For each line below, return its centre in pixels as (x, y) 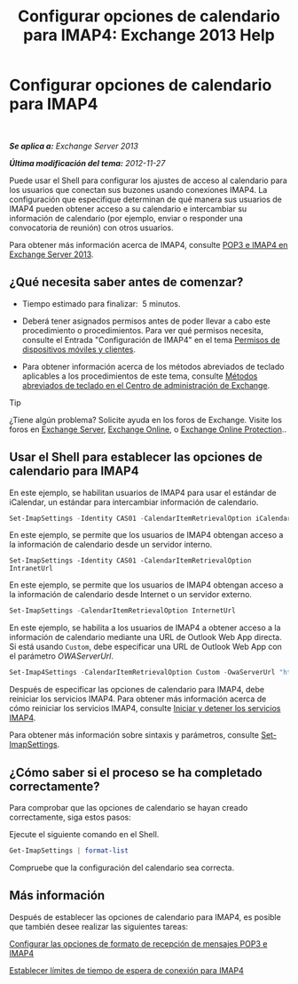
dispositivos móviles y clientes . (78, 349)
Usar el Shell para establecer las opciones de (136, 457)
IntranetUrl (31, 569)
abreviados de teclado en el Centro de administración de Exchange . (146, 385)
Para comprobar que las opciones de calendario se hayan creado (129, 808)
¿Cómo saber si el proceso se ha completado (136, 772)
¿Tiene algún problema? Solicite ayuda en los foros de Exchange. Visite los (145, 420)
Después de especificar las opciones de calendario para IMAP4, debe (137, 690)
